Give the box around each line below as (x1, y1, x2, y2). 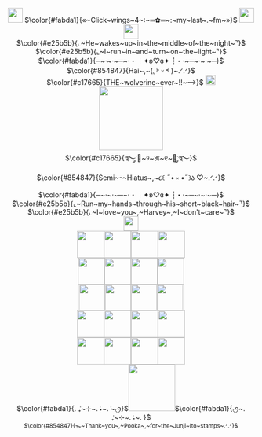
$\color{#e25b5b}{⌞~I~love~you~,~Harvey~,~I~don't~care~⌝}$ (27, 207, 235, 216)
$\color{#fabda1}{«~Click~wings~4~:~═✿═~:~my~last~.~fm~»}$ (24, 16, 238, 24)
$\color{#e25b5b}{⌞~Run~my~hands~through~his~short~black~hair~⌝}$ (12, 199, 250, 208)
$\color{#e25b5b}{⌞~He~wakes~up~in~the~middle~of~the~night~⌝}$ (16, 39, 246, 47)
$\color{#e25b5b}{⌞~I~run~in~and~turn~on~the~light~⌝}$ (35, 47, 227, 56)
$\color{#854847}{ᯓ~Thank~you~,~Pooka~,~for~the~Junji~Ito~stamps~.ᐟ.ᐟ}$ (24, 422, 238, 430)
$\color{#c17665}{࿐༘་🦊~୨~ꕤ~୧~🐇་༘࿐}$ (64, 153, 198, 163)
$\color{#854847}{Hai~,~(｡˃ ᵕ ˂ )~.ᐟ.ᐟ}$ (67, 66, 195, 75)
